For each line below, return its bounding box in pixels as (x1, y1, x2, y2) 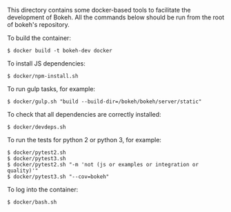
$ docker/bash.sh (7, 199, 57, 206)
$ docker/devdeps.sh (7, 124, 67, 131)
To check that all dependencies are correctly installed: (7, 110, 161, 118)
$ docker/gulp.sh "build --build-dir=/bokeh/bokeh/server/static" (7, 98, 202, 105)
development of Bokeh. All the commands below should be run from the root (7, 13, 225, 21)
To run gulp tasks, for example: (7, 85, 95, 93)
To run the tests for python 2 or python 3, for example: (7, 136, 162, 144)
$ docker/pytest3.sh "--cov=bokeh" (7, 173, 110, 180)
